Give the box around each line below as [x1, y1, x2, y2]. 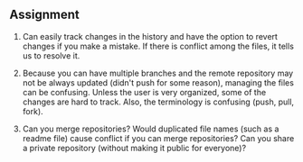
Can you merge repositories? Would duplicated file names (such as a [22, 123, 279, 134]
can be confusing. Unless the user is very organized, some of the [22, 86, 267, 97]
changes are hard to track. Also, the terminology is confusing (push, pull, [22, 96, 295, 107]
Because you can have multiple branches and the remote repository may [22, 67, 294, 78]
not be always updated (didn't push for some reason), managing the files [22, 76, 294, 88]
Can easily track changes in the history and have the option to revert [22, 31, 279, 41]
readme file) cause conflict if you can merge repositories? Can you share [22, 132, 295, 143]
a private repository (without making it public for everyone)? [22, 142, 247, 153]
